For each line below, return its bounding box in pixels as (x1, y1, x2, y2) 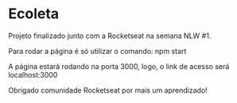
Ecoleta (8, 5, 60, 23)
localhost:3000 (8, 70, 58, 79)
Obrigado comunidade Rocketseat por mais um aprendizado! (8, 85, 208, 95)
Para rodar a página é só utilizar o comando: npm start (8, 46, 187, 55)
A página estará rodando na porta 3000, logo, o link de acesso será (8, 61, 230, 71)
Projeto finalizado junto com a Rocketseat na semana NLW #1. (8, 31, 212, 40)
